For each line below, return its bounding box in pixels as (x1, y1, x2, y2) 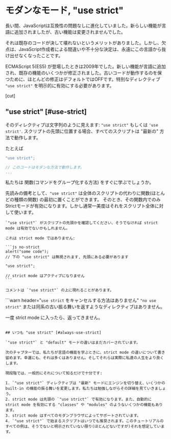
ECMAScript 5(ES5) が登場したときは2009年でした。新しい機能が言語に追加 (5, 63, 166, 69)
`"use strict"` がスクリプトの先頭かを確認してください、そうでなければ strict (5, 221, 158, 226)
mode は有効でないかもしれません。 (5, 226, 70, 231)
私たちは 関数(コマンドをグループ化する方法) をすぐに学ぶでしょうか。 (5, 179, 154, 185)
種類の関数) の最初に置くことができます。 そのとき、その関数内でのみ (14, 197, 161, 203)
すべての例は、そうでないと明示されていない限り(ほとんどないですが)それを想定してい (5, 424, 161, 429)
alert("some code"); (5, 249, 50, 254)
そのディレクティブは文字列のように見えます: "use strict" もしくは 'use (5, 121, 158, 128)
